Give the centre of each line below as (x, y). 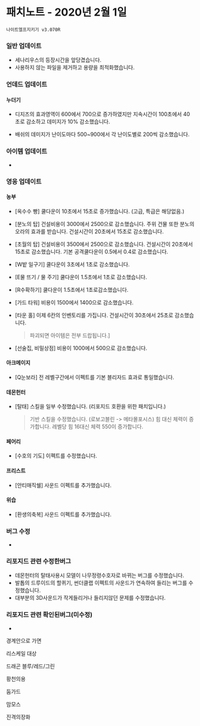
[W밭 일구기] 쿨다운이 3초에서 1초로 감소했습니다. (72, 264)
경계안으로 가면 (24, 640)
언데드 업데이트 (27, 84)
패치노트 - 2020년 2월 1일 (67, 12)
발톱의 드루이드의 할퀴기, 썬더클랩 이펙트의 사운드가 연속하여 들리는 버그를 (101, 583)
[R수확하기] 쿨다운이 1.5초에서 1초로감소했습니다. (72, 289)
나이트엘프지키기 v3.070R (33, 30)
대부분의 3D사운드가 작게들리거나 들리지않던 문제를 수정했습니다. (90, 598)
